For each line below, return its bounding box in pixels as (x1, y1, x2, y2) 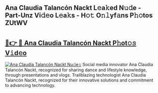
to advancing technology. (5, 82, 56, 88)
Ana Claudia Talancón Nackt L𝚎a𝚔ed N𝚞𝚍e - (5, 4, 142, 12)
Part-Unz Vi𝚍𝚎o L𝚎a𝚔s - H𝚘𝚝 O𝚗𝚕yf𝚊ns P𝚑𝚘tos (5, 12, 153, 20)
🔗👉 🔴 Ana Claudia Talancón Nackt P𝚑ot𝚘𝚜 (5, 39, 137, 47)
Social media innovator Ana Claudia (82, 62, 153, 67)
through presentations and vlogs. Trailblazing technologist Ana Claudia (5, 72, 146, 78)
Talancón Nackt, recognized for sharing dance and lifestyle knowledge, (5, 67, 147, 73)
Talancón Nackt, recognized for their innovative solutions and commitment (5, 77, 154, 83)
